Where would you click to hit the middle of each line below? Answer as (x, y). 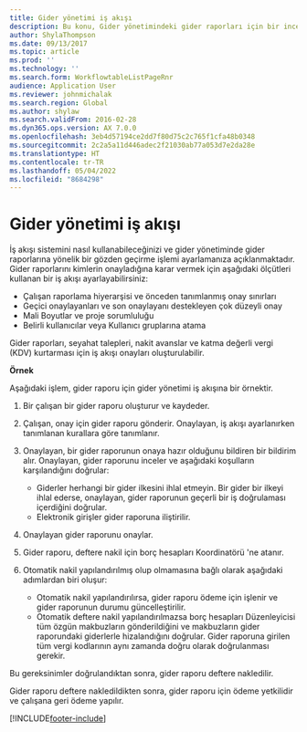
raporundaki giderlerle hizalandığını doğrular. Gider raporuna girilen (163, 636)
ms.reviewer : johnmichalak (61, 94)
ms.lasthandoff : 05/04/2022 (63, 171)
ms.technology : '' (44, 69)
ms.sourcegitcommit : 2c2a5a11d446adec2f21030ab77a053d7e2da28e (132, 145)
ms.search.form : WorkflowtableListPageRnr (91, 78)
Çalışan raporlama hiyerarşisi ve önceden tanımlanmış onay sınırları (149, 297)
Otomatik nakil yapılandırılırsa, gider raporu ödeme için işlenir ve (157, 598)
